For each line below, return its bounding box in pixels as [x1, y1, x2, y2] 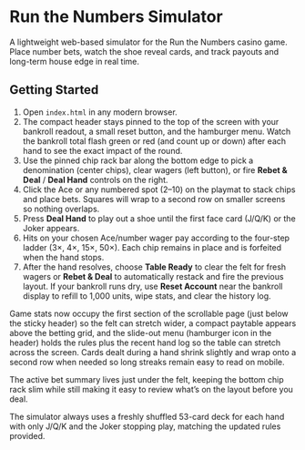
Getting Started [9, 82, 99, 97]
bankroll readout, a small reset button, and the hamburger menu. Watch [22, 126, 291, 137]
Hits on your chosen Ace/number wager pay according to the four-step [22, 232, 290, 243]
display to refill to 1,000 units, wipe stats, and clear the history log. [22, 290, 271, 302]
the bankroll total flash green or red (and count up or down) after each [22, 135, 287, 147]
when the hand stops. [22, 251, 105, 262]
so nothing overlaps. [22, 203, 100, 214]
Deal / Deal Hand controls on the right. [22, 174, 168, 185]
